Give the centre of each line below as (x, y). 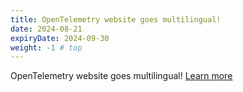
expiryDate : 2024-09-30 (60, 38)
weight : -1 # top (46, 47)
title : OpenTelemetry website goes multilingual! (116, 19)
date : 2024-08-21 (46, 29)
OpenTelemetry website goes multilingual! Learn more (121, 76)
